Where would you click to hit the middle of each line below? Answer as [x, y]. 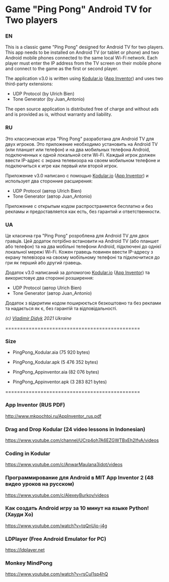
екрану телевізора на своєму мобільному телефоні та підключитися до [83, 257]
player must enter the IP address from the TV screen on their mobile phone [83, 63]
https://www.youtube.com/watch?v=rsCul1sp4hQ [57, 574]
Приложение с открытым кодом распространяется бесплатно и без [79, 206]
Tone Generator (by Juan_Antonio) [49, 99]
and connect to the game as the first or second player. [62, 69]
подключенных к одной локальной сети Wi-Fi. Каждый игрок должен [80, 155]
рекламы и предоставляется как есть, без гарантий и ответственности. [83, 211]
